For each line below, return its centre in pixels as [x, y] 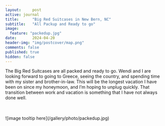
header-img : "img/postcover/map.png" [45, 43]
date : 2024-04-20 [30, 38]
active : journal [22, 15]
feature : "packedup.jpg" [36, 33]
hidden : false [20, 57]
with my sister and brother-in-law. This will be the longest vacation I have [81, 82]
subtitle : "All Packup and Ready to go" [50, 24]
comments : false [22, 47]
